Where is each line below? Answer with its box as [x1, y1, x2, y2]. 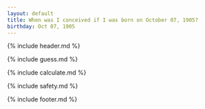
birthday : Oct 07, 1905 [7, 23, 76, 30]
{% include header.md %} [7, 42, 80, 50]
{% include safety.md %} [7, 82, 78, 90]
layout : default [7, 10, 54, 17]
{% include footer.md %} [7, 95, 78, 103]
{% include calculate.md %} [7, 68, 87, 77]
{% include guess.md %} [7, 55, 78, 63]
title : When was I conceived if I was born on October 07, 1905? [7, 17, 198, 23]
